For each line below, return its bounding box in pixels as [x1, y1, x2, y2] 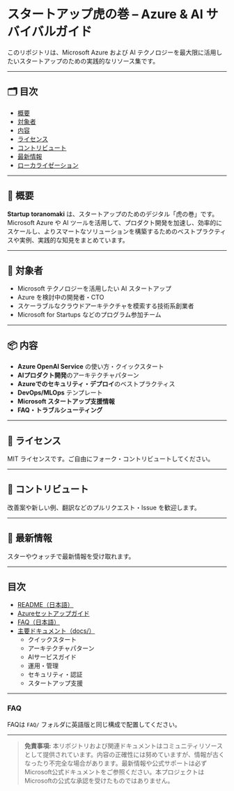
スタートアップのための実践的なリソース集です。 [19, 56, 159, 65]
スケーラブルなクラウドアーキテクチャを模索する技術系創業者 [17, 302, 194, 310]
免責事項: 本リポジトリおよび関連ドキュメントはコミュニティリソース [24, 742, 223, 750]
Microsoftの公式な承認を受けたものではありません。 [24, 776, 174, 785]
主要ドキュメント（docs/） [17, 627, 95, 635]
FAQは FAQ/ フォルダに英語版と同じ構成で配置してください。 [7, 720, 181, 728]
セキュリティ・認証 [27, 670, 83, 679]
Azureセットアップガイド [17, 609, 90, 617]
